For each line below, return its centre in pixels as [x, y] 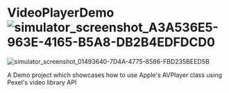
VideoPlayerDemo [61, 13]
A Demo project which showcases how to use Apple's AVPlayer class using [114, 75]
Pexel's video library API [42, 82]
